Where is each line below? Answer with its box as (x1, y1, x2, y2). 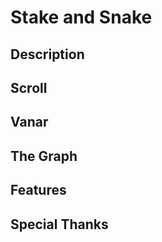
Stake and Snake (10, 6, 153, 29)
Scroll (10, 79, 48, 96)
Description (10, 46, 85, 63)
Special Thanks (10, 216, 109, 233)
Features (10, 182, 67, 199)
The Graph (10, 147, 78, 165)
